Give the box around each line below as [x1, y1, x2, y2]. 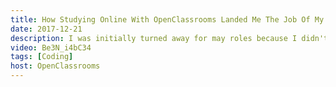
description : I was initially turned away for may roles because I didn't [10, 33, 329, 43]
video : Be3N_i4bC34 [10, 42, 92, 53]
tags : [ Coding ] [10, 52, 74, 62]
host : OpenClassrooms [10, 61, 101, 71]
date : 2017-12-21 [10, 24, 83, 34]
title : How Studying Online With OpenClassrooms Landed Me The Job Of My [10, 14, 325, 25]
